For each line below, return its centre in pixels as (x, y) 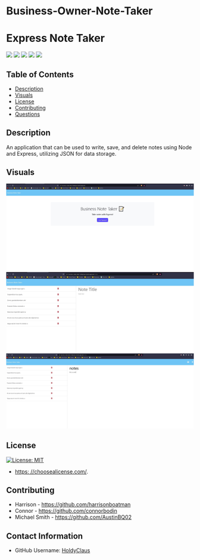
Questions (27, 114)
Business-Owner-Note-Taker (79, 11)
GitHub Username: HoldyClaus (52, 550)
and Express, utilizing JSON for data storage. (61, 153)
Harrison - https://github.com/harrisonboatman (73, 504)
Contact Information (45, 536)
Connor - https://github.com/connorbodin (66, 511)
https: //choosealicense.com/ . (51, 471)
